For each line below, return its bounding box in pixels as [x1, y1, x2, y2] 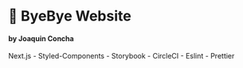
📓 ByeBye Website [8, 7, 131, 25]
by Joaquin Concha [8, 33, 74, 43]
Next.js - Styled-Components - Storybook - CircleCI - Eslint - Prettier [8, 51, 235, 61]
